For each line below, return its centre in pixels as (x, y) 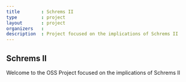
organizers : (25, 28)
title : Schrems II (40, 12)
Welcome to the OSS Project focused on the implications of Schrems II (93, 72)
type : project (36, 17)
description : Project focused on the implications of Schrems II (92, 34)
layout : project (36, 23)
